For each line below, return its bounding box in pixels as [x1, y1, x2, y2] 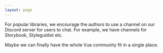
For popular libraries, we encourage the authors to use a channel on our [5, 21, 155, 27]
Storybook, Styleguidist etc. [5, 32, 63, 38]
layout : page [5, 7, 32, 13]
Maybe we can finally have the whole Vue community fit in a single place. [5, 41, 158, 48]
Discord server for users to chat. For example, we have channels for [5, 26, 147, 33]
